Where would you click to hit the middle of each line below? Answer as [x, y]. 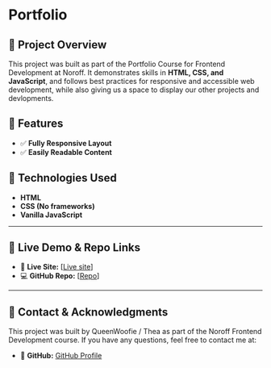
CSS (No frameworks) [57, 206]
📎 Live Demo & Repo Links [75, 248]
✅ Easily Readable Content [66, 152]
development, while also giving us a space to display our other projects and [134, 90]
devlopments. [31, 98]
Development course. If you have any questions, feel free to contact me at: [132, 340]
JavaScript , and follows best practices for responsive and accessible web [132, 81]
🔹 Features [36, 124]
